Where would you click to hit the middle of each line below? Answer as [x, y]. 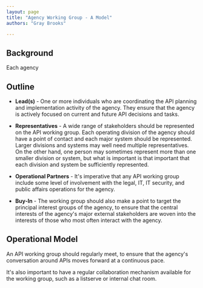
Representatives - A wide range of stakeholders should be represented [105, 126]
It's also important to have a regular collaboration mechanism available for [99, 272]
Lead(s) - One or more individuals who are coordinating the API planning [106, 101]
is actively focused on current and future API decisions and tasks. [97, 114]
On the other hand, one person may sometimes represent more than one [105, 152]
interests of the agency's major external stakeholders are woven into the [105, 214]
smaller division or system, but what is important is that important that [102, 158]
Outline [20, 86]
